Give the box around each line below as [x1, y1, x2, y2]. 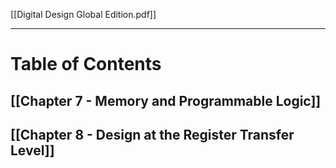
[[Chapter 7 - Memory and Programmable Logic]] [10, 92, 322, 109]
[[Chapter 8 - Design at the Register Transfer [10, 126, 295, 143]
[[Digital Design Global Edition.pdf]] [10, 9, 157, 20]
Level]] [10, 142, 55, 159]
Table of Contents [10, 53, 162, 76]
